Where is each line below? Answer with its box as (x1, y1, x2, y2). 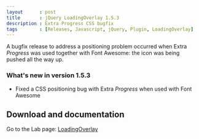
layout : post (6, 9, 57, 15)
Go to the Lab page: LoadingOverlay (6, 126, 98, 133)
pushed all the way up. (6, 56, 64, 63)
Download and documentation (6, 109, 125, 119)
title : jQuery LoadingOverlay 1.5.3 (6, 15, 120, 21)
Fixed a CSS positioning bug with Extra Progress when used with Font (15, 85, 192, 92)
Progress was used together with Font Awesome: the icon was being (6, 50, 180, 57)
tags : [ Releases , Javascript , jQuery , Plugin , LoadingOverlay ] (6, 26, 193, 32)
